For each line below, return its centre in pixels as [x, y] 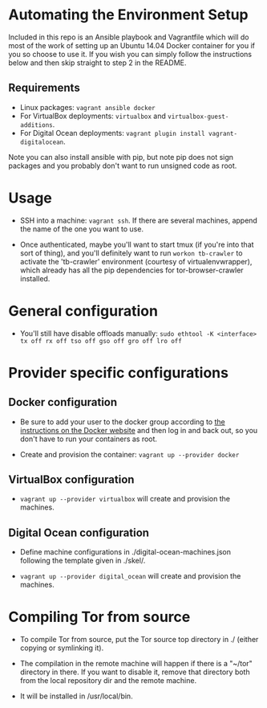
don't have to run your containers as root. [89, 439]
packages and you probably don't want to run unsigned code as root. [123, 166]
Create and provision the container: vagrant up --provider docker [129, 454]
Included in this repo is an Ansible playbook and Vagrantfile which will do [129, 37]
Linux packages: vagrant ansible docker [87, 107]
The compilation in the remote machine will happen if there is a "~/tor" [136, 664]
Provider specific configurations [118, 372]
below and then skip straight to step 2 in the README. [97, 63]
